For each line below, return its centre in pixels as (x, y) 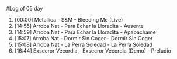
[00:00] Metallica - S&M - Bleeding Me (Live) (69, 20)
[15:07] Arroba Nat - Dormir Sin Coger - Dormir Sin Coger (84, 38)
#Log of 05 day (25, 8)
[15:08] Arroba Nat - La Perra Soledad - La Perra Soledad (84, 44)
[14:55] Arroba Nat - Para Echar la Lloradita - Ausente (79, 26)
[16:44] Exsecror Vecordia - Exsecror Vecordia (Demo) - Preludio (93, 51)
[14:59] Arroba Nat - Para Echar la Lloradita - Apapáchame (85, 32)
